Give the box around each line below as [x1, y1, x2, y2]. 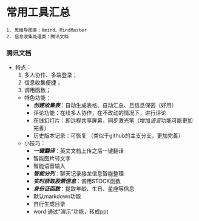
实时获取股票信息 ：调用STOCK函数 [33, 177, 121, 185]
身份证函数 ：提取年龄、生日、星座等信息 [33, 185, 135, 192]
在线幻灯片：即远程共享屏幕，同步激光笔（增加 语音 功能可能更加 [33, 117, 193, 124]
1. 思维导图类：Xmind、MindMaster [6, 27, 87, 33]
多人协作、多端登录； [24, 71, 78, 79]
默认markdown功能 [33, 192, 81, 200]
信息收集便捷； [24, 79, 62, 86]
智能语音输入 [33, 162, 66, 170]
